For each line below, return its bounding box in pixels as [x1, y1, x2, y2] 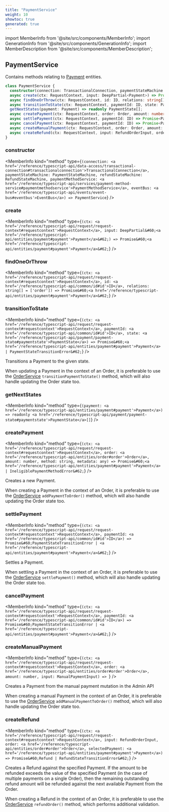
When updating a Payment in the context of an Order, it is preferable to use [5, 368, 161, 374]
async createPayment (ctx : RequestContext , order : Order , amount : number [10, 112, 165, 117]
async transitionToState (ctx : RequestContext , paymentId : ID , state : [10, 102, 158, 107]
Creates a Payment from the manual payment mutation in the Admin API [5, 683, 154, 689]
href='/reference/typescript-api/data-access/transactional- [5, 163, 136, 168]
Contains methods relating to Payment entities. [5, 74, 102, 80]
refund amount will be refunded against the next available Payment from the [5, 780, 163, 787]
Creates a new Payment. [5, 478, 56, 484]
